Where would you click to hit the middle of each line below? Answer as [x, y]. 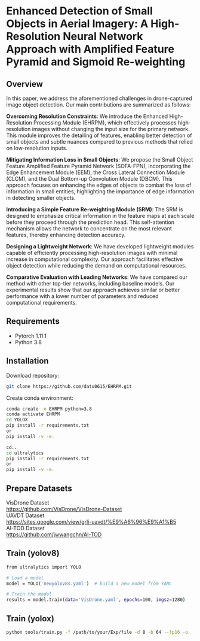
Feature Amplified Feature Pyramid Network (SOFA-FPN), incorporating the [99, 166]
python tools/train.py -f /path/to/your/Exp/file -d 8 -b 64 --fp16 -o [97, 632]
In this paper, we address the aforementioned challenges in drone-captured [99, 98]
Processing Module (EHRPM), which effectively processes [105, 123]
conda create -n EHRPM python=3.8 [49, 409]
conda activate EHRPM [33, 414]
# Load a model [25, 578]
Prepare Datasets [39, 488]
